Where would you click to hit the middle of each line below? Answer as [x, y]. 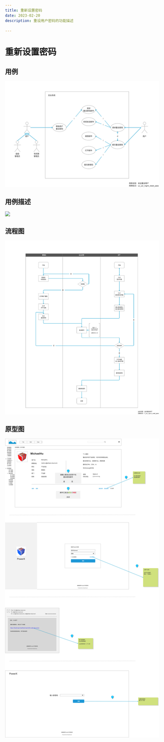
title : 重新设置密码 [24, 10]
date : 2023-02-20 [23, 15]
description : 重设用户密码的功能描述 [39, 21]
